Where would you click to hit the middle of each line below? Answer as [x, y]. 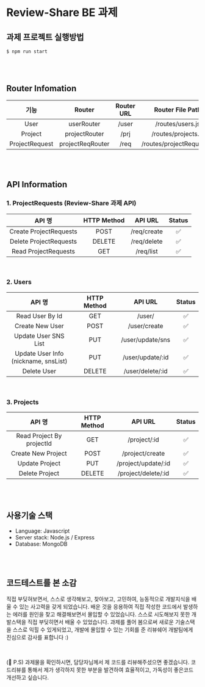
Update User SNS [40, 336]
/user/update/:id [146, 357]
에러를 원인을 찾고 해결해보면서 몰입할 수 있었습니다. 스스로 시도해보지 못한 [101, 614]
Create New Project [39, 454]
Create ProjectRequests [43, 231]
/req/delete [147, 241]
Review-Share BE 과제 [62, 13]
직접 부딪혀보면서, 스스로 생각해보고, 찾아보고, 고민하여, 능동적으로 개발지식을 [98, 599]
